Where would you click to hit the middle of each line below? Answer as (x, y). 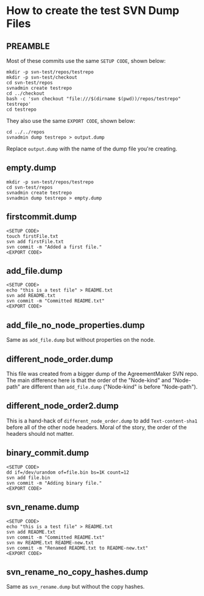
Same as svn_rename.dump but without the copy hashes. (76, 587)
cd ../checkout (26, 94)
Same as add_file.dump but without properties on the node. (81, 340)
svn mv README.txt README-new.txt (50, 543)
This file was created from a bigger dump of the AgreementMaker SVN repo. (102, 374)
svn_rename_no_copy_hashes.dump (77, 572)
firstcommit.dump (42, 217)
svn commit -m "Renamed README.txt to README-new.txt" (77, 548)
